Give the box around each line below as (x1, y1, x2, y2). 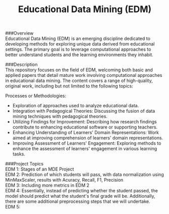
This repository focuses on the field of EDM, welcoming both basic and (5, 67, 153, 73)
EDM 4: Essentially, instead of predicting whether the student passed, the (5, 187, 158, 193)
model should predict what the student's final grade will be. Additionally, (5, 193, 155, 199)
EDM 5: (5, 203, 21, 209)
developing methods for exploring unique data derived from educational (5, 40, 155, 47)
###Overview (5, 30, 34, 36)
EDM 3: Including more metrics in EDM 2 (5, 182, 90, 188)
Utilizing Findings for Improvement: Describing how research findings (12, 118, 157, 124)
